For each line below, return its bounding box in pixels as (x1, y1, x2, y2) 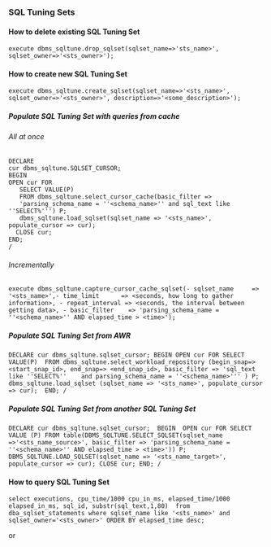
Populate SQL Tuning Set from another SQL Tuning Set (8, 404, 196, 414)
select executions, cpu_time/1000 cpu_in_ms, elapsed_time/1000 (8, 495, 230, 503)
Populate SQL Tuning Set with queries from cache (8, 111, 180, 120)
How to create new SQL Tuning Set (8, 68, 128, 79)
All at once (8, 132, 45, 142)
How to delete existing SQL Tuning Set (8, 27, 140, 37)
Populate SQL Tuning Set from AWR (8, 330, 131, 340)
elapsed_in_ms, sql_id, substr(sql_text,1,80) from (8, 502, 191, 510)
